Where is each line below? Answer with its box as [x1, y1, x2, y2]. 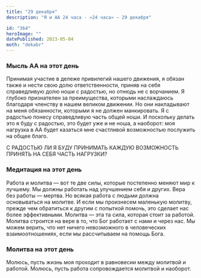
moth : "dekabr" [6, 42, 44, 48]
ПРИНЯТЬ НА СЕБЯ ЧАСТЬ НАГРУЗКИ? [6, 150, 107, 158]
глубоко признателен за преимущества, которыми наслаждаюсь [6, 94, 174, 102]
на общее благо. [6, 132, 49, 140]
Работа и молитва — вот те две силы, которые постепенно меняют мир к [6, 179, 195, 186]
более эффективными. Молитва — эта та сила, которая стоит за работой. [6, 211, 195, 218]
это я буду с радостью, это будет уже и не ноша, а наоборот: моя [6, 120, 175, 127]
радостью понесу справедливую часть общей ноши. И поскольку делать [6, 113, 195, 120]
